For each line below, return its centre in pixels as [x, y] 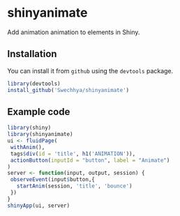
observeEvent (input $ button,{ [53, 180]
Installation [32, 54]
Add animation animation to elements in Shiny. [74, 32]
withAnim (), [28, 147]
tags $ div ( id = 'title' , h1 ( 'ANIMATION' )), [73, 154]
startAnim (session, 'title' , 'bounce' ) [74, 186]
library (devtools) [34, 84]
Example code [39, 112]
